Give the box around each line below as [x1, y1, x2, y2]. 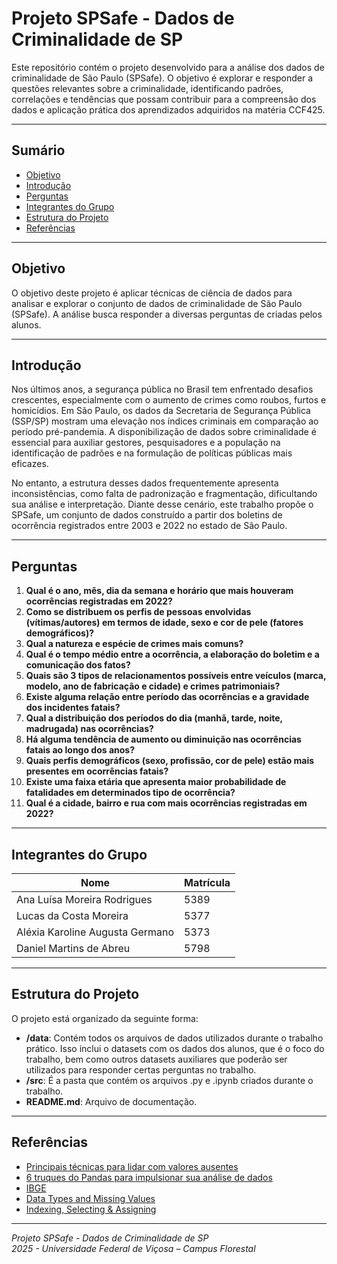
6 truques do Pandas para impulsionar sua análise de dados [25, 1171, 273, 1183]
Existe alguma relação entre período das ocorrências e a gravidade [25, 691, 310, 703]
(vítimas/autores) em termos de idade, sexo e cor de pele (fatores [25, 617, 304, 629]
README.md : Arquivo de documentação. [25, 1095, 198, 1107]
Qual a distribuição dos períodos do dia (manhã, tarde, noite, [25, 712, 283, 724]
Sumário [11, 142, 66, 159]
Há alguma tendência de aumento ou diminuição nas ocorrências [25, 733, 302, 746]
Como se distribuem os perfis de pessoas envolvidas [25, 606, 252, 618]
